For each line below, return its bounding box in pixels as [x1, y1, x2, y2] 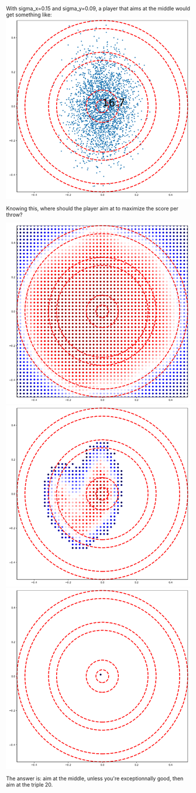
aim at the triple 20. [6, 781, 53, 788]
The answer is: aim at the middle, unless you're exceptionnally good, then [6, 775, 184, 782]
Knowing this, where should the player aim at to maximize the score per [6, 205, 178, 212]
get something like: [6, 11, 52, 18]
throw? [6, 211, 23, 218]
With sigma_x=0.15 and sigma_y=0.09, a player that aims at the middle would [6, 5, 190, 12]
